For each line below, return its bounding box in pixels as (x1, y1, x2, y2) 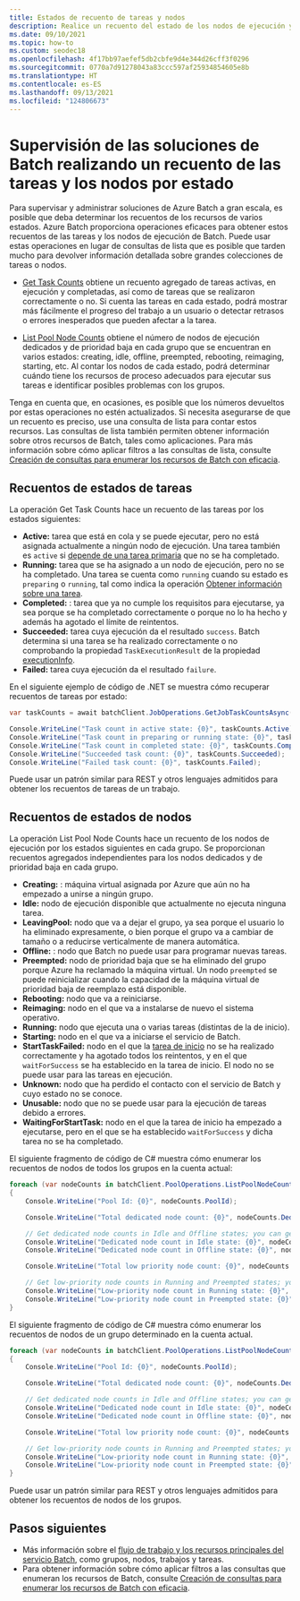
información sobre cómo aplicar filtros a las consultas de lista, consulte (9, 445, 271, 456)
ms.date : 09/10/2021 (9, 30, 87, 39)
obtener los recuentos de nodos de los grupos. (9, 1494, 182, 1505)
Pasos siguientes (9, 1520, 107, 1536)
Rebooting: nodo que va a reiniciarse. (21, 993, 162, 1004)
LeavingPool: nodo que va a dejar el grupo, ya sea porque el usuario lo (21, 917, 285, 928)
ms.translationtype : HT (9, 72, 98, 81)
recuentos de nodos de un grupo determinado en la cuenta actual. (9, 1329, 254, 1340)
